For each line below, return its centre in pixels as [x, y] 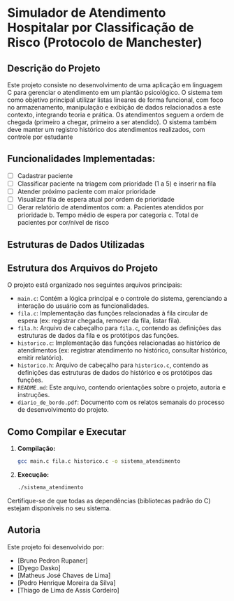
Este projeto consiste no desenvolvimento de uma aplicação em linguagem [115, 85]
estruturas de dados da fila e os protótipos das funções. [98, 336]
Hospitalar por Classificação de [101, 28]
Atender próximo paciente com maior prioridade [86, 191]
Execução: [33, 475]
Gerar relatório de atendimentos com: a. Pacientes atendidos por [110, 207]
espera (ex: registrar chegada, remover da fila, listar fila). [99, 321]
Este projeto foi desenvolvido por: [56, 547]
